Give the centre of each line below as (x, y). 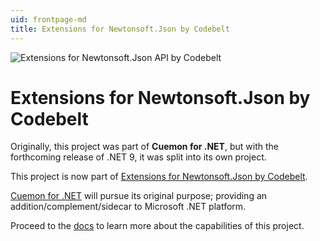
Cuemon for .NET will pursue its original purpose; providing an (139, 196)
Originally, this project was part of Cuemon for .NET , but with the (144, 147)
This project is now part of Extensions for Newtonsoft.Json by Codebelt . (159, 177)
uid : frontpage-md (48, 19)
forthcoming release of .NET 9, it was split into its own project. (138, 157)
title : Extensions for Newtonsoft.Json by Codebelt (120, 29)
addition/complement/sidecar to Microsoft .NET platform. (128, 207)
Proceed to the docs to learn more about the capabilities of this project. (157, 226)
